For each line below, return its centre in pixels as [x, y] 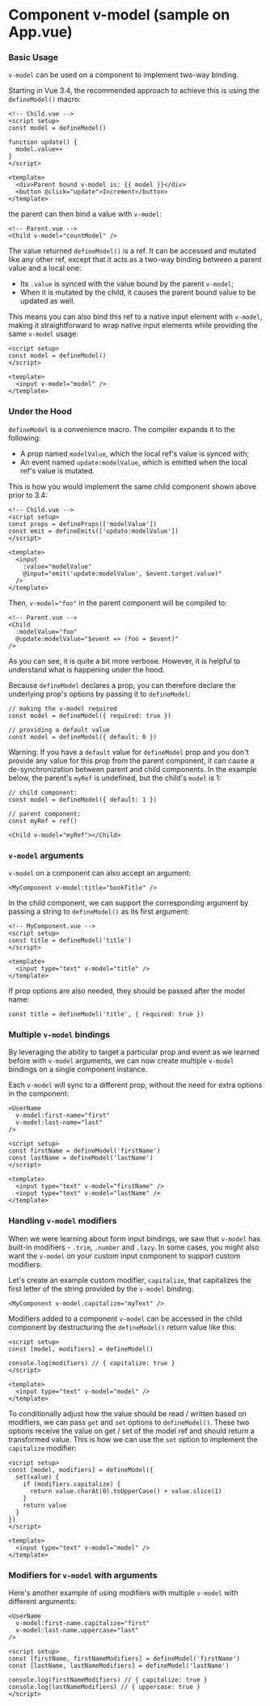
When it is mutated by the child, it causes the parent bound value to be [138, 292]
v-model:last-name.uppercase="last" [77, 1630]
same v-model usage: [43, 334]
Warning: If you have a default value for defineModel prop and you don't [129, 752]
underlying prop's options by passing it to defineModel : [100, 694]
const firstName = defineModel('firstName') [84, 1151]
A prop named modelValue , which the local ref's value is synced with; [135, 453]
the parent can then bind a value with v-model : [85, 214]
